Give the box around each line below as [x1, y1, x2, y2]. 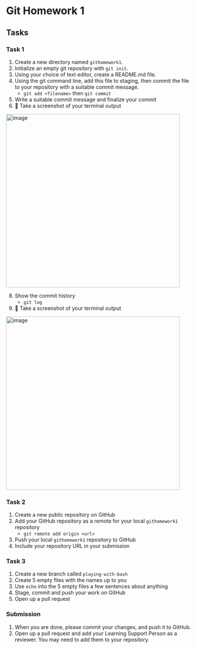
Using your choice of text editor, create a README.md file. [14, 71, 156, 78]
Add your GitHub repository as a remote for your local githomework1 [14, 517, 178, 524]
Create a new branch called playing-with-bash [14, 570, 128, 577]
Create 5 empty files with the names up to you [14, 577, 127, 584]
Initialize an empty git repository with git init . [14, 65, 128, 72]
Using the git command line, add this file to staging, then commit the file [14, 77, 189, 84]
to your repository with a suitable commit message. [14, 83, 139, 91]
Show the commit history [14, 292, 75, 299]
